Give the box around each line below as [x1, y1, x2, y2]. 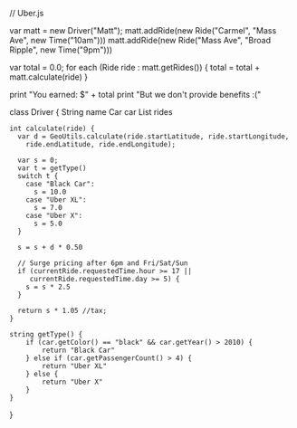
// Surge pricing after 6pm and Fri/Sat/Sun [17, 259, 188, 268]
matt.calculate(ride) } [9, 71, 89, 82]
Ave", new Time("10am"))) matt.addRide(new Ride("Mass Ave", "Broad [9, 35, 272, 45]
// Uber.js [9, 8, 44, 18]
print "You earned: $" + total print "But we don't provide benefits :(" [9, 90, 262, 100]
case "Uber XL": [25, 195, 88, 204]
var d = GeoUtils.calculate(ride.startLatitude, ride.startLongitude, [17, 132, 290, 141]
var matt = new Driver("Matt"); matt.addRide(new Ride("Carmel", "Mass [9, 25, 277, 35]
